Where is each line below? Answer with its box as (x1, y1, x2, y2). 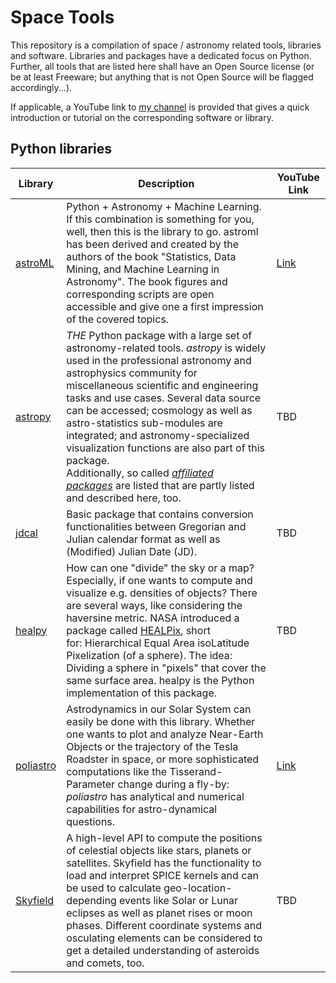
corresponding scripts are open (66, 287, 215, 301)
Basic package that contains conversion (66, 507, 254, 521)
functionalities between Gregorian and (66, 519, 247, 533)
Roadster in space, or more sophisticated (66, 752, 260, 766)
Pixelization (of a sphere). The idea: (66, 648, 233, 662)
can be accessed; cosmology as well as (66, 403, 253, 417)
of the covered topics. (66, 312, 170, 326)
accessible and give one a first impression (66, 299, 264, 313)
